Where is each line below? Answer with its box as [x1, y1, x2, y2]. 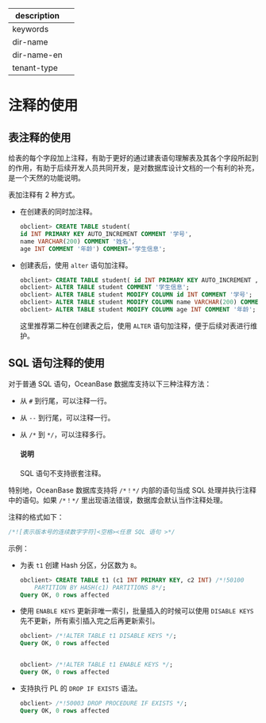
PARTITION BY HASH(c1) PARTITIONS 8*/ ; [34, 583, 167, 591]
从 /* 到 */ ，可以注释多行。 [19, 429, 110, 439]
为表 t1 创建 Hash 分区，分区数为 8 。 [19, 560, 141, 570]
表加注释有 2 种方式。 [8, 190, 79, 199]
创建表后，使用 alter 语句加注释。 [19, 260, 133, 269]
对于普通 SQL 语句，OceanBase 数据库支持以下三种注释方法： [8, 379, 212, 389]
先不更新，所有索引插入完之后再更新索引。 [19, 616, 160, 626]
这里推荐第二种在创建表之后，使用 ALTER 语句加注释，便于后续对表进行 [19, 321, 251, 331]
